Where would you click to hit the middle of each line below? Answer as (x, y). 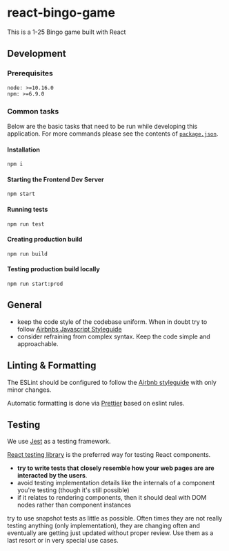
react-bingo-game (61, 13)
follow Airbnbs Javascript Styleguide (69, 329)
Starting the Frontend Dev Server (56, 179)
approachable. (38, 343)
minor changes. (29, 390)
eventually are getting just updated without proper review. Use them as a (110, 533)
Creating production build (45, 240)
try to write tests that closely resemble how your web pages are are (116, 468)
